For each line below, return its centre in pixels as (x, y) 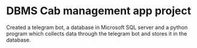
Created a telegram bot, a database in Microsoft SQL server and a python (97, 27)
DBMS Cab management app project (99, 11)
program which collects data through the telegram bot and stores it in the (97, 33)
